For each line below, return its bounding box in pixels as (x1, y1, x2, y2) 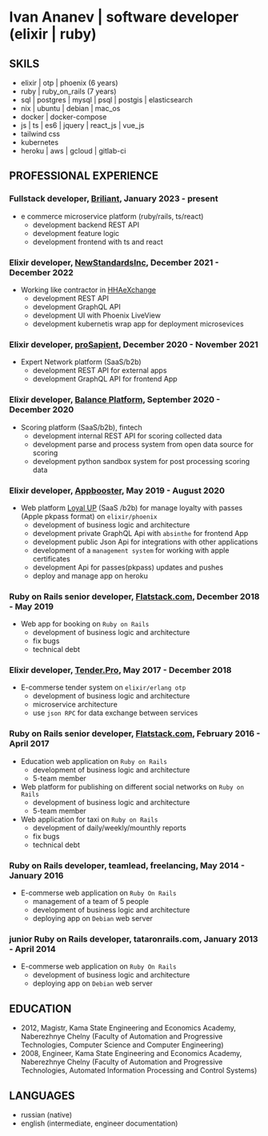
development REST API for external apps (32, 366, 167, 375)
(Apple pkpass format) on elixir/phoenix (20, 511, 158, 521)
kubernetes (20, 138, 59, 147)
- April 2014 (9, 943, 56, 954)
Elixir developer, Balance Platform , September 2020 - (9, 394, 221, 406)
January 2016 (9, 870, 64, 881)
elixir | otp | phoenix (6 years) (20, 78, 118, 87)
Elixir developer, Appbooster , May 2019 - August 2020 (9, 485, 225, 496)
